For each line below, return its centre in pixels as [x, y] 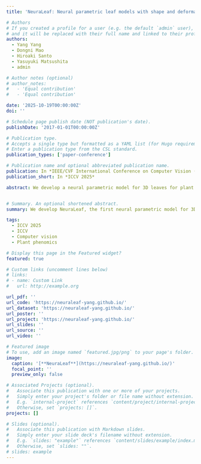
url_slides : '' [25, 325]
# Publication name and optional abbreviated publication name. [88, 166]
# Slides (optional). [33, 424]
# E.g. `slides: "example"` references [59, 441]
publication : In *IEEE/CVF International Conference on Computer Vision [99, 171]
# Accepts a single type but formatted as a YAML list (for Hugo [89, 144]
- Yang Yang [27, 45]
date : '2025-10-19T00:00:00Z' [44, 105]
